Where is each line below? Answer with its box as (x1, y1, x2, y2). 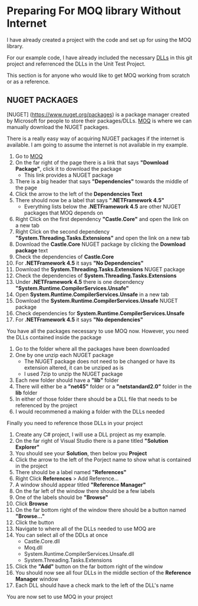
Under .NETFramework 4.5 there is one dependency (15, 278, 144, 285)
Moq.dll (24, 544, 43, 551)
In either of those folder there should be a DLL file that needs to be (15, 395, 177, 403)
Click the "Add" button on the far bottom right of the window (15, 563, 164, 570)
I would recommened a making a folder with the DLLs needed (15, 408, 165, 415)
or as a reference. (6, 78, 50, 85)
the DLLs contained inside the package (6, 333, 102, 341)
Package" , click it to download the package (15, 165, 122, 172)
